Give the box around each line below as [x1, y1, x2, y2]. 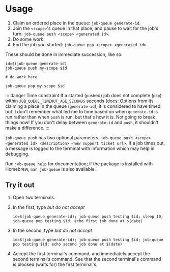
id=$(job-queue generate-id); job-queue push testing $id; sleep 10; [12, 214, 164, 219]
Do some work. [12, 36, 45, 42]
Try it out [5, 181, 35, 190]
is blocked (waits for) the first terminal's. [12, 261, 98, 267]
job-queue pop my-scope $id [5, 83, 65, 88]
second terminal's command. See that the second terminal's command [12, 256, 161, 262]
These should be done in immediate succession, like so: [5, 51, 123, 57]
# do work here [5, 74, 38, 79]
